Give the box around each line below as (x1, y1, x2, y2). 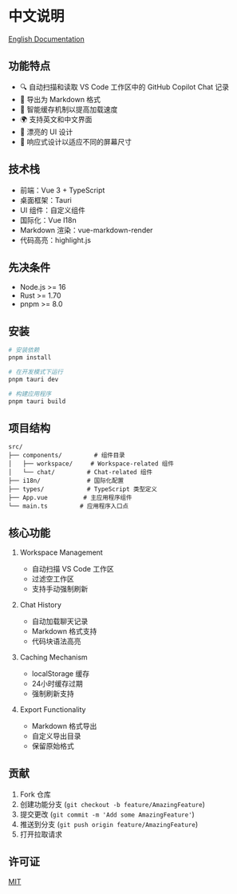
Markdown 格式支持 (31, 627, 97, 636)
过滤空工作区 (31, 574, 74, 583)
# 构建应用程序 (8, 390, 52, 398)
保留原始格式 (31, 742, 74, 751)
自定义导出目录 (31, 731, 81, 741)
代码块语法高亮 (31, 636, 81, 647)
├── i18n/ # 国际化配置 (8, 477, 124, 485)
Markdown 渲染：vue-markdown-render (19, 225, 153, 235)
